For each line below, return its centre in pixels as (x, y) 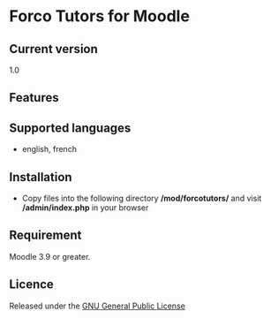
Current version (54, 49)
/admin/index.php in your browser (85, 208)
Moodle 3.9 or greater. (50, 256)
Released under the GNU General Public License (97, 306)
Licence (32, 285)
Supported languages (70, 128)
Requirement (45, 235)
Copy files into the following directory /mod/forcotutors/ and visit (142, 198)
